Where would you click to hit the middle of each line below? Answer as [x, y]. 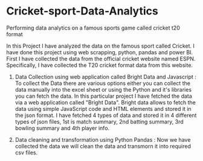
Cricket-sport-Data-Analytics [82, 11]
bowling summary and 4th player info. [62, 128]
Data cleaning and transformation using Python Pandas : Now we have [103, 139]
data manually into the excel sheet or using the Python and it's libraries [103, 89]
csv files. [26, 153]
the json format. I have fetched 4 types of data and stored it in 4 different [106, 115]
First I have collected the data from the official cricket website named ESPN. [101, 58]
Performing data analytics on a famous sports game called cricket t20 [93, 28]
